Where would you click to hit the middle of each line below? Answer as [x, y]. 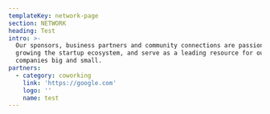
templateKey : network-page [53, 16]
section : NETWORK [37, 23]
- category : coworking [53, 75]
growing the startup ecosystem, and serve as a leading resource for [134, 53]
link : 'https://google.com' [70, 83]
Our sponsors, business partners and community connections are [125, 46]
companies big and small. [59, 61]
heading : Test [32, 31]
